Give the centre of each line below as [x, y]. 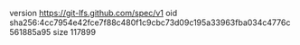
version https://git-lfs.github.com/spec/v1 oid [94, 13]
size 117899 [75, 32]
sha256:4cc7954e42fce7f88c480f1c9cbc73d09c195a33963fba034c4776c [150, 22]
